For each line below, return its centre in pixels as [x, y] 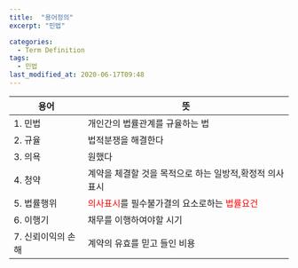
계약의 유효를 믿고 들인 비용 [141, 243]
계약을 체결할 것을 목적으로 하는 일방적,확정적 [176, 173]
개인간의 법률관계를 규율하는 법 [149, 123]
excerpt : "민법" [37, 26]
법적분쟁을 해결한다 [125, 140]
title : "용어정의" [41, 17]
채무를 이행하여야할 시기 [135, 220]
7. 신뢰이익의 [39, 236]
